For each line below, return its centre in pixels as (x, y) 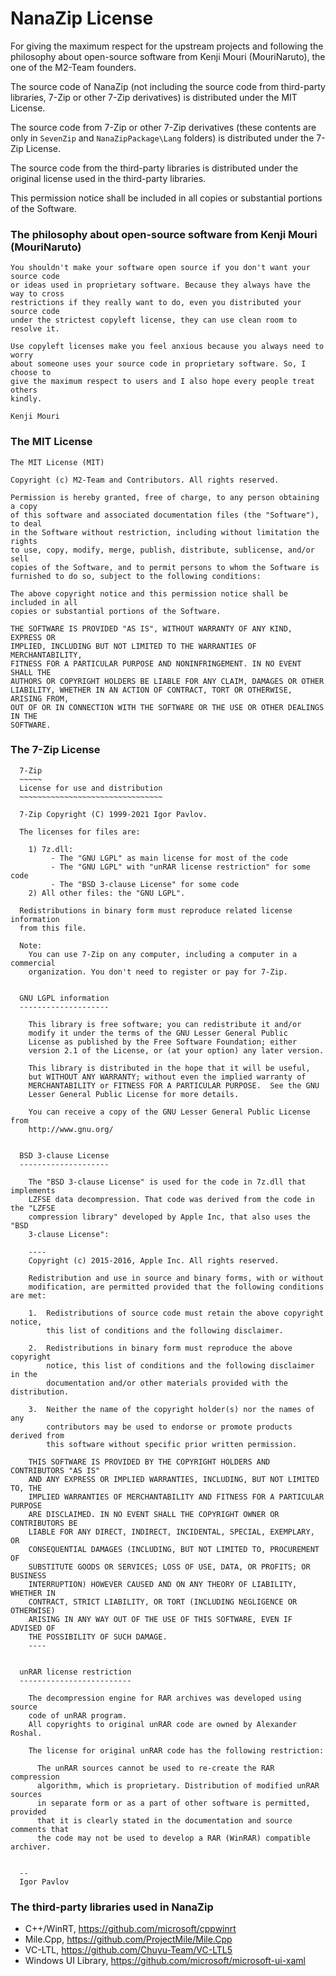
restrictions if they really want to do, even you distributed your (156, 303)
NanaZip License (82, 18)
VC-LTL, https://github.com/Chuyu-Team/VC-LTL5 (128, 1950)
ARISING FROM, (40, 698)
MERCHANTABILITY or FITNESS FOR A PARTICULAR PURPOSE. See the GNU (174, 1085)
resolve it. (35, 329)
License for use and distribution (91, 788)
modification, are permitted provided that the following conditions (176, 1287)
